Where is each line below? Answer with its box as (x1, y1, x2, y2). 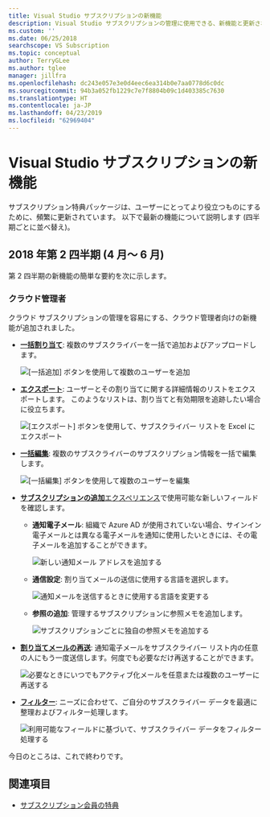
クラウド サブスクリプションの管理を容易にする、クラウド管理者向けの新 (8, 312, 251, 322)
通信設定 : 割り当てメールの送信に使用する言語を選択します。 (31, 574, 233, 584)
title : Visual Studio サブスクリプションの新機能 (8, 11, 162, 20)
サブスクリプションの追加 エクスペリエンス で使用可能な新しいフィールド (19, 493, 259, 502)
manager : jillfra (8, 72, 67, 80)
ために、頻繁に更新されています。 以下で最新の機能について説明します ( (8, 212, 247, 221)
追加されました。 (22, 323, 79, 332)
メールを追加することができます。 (39, 540, 152, 550)
